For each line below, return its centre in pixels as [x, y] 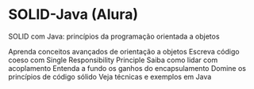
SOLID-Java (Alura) [73, 15]
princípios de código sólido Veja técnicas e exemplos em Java [110, 76]
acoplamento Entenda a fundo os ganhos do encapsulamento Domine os [127, 68]
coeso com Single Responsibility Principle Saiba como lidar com [113, 60]
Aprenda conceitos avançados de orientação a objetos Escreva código [124, 51]
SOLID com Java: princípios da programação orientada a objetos [114, 36]
